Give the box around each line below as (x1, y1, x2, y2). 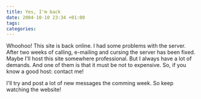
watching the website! (6, 86, 62, 94)
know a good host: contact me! (6, 68, 84, 75)
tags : (6, 20, 20, 26)
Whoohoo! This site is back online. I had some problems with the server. (6, 42, 186, 49)
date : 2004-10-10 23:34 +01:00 (6, 14, 85, 21)
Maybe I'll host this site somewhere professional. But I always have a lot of (6, 55, 192, 62)
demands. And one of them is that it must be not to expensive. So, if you (6, 62, 186, 69)
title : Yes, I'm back (6, 8, 61, 15)
